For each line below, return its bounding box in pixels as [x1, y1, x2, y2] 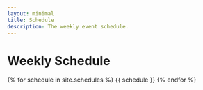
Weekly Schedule [7, 53, 111, 69]
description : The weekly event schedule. [7, 23, 129, 30]
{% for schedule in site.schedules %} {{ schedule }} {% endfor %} [7, 75, 197, 84]
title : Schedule [7, 17, 54, 24]
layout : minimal [7, 10, 54, 17]
